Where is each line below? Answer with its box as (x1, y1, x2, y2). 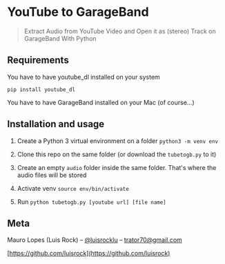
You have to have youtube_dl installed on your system (7, 73, 160, 81)
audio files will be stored (17, 171, 87, 179)
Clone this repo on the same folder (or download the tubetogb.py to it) (17, 150, 217, 158)
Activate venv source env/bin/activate (17, 184, 129, 192)
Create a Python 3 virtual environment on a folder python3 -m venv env (17, 136, 219, 145)
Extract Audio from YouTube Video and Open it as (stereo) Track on (23, 27, 216, 35)
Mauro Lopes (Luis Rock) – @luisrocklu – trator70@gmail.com (7, 236, 183, 244)
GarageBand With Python (23, 34, 97, 42)
